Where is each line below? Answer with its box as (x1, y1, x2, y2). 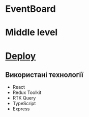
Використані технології (5, 70, 83, 79)
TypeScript (12, 101, 36, 107)
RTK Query (12, 95, 36, 101)
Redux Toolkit (12, 89, 42, 95)
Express (12, 106, 30, 112)
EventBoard (5, 3, 56, 15)
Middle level (5, 27, 58, 38)
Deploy (5, 50, 36, 62)
